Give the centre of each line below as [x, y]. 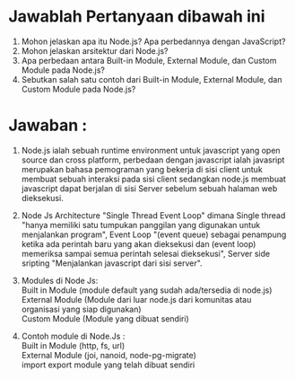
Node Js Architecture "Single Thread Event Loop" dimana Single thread [153, 215]
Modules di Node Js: [60, 280]
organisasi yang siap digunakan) [81, 309]
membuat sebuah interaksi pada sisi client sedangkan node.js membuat [153, 179]
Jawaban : [48, 125]
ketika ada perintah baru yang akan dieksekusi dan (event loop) [139, 243]
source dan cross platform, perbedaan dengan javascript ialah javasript [153, 160]
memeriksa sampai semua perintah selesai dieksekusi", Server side [146, 253]
